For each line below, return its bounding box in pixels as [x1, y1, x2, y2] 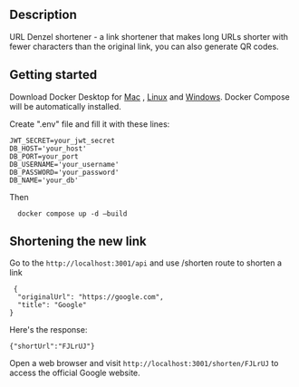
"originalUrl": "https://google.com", [17, 293, 165, 302]
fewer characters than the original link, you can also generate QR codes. [9, 41, 279, 52]
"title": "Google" [17, 301, 88, 310]
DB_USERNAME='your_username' [9, 160, 120, 169]
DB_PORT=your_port [9, 151, 79, 161]
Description [9, 7, 77, 23]
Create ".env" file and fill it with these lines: [9, 118, 170, 130]
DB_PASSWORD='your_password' [9, 168, 120, 177]
